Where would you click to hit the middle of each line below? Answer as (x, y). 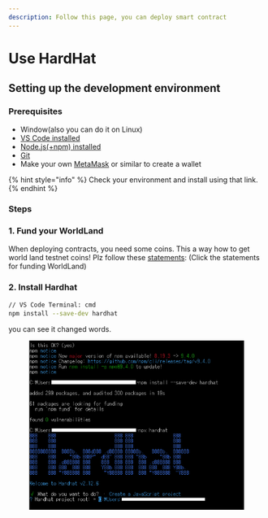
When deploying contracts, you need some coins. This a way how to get (129, 249)
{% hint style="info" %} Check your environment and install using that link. (133, 180)
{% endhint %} (33, 188)
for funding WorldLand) (48, 266)
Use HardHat (52, 58)
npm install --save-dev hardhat (63, 313)
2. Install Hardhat (43, 287)
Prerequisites (35, 111)
